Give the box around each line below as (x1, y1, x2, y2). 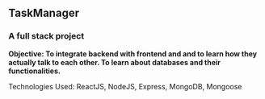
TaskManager (8, 6, 79, 20)
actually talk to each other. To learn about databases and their (8, 57, 221, 67)
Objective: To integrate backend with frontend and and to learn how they (8, 48, 257, 59)
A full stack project (8, 31, 85, 42)
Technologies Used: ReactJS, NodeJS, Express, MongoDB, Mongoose (8, 81, 242, 91)
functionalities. (8, 66, 61, 76)
